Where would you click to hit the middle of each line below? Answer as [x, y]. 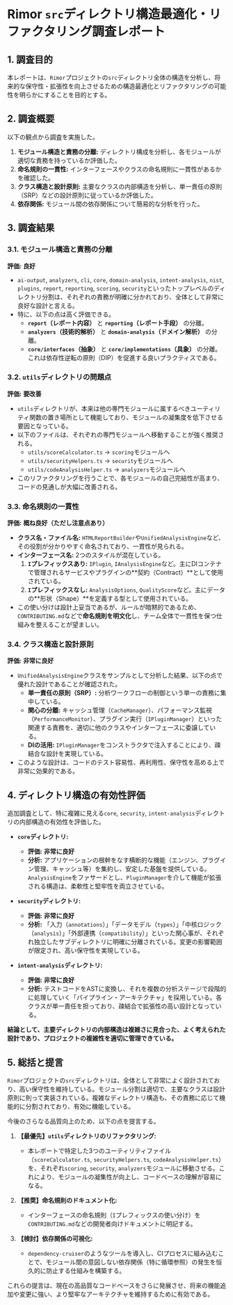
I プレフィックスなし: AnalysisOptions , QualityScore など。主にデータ [127, 590]
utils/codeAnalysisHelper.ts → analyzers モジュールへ [106, 469]
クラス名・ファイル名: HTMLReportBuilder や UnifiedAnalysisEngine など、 [121, 538]
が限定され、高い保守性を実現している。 [86, 950]
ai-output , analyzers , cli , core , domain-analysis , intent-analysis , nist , [121, 279]
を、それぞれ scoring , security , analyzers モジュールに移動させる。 [123, 1168]
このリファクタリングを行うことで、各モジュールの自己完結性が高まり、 [120, 478]
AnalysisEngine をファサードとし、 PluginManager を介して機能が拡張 [124, 877]
